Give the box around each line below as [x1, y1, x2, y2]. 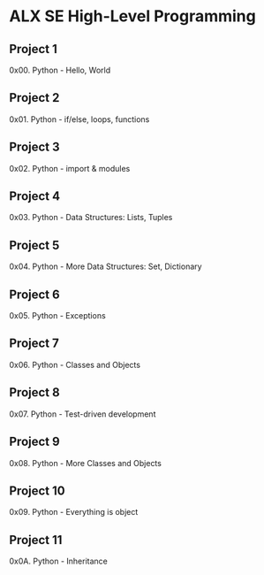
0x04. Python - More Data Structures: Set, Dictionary [9, 261, 202, 272]
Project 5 [9, 237, 60, 253]
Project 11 [9, 533, 63, 548]
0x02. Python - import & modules [9, 163, 131, 173]
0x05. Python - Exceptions [9, 310, 106, 321]
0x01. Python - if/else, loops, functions [9, 113, 150, 125]
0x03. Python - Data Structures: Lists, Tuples [9, 212, 173, 223]
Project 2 [9, 90, 60, 105]
